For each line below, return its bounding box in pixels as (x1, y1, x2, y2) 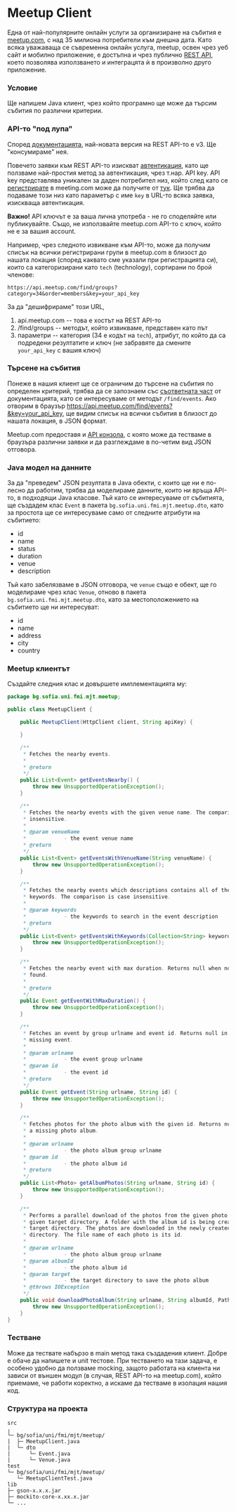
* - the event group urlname (22, 1056, 143, 1063)
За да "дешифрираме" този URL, (7, 302, 105, 310)
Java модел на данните (7, 462, 92, 472)
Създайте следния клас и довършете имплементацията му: (7, 680, 188, 688)
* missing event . (22, 1036, 74, 1044)
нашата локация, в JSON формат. (7, 416, 107, 425)
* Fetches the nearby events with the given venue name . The (22, 809, 206, 816)
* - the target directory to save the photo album (22, 1277, 209, 1284)
